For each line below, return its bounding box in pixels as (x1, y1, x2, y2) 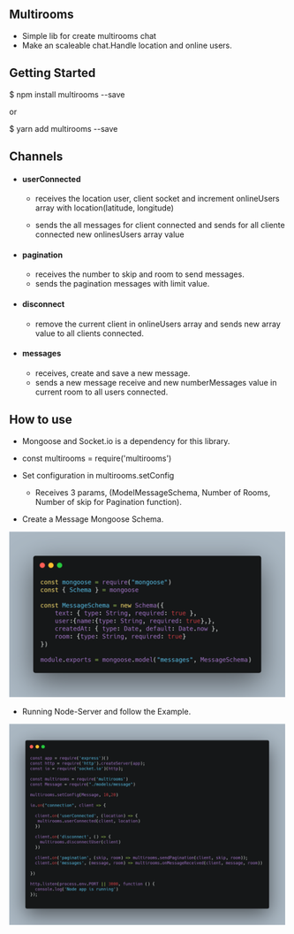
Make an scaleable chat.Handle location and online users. (21, 40, 232, 50)
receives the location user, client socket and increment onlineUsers (34, 194, 280, 204)
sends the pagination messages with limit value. (34, 279, 210, 289)
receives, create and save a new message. (34, 367, 191, 379)
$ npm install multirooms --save (9, 88, 125, 100)
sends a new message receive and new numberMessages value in (34, 377, 277, 387)
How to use (9, 412, 72, 427)
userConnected (21, 173, 81, 184)
